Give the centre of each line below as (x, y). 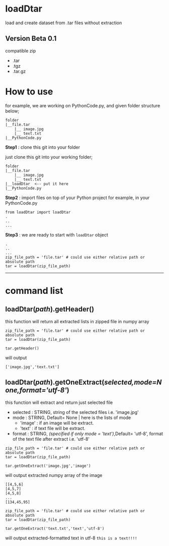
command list (34, 291)
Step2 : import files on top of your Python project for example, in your (77, 198)
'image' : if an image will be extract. (57, 423)
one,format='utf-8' (36, 390)
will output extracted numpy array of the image (54, 475)
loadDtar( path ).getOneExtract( (55, 382)
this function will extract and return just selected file (59, 402)
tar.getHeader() (22, 348)
